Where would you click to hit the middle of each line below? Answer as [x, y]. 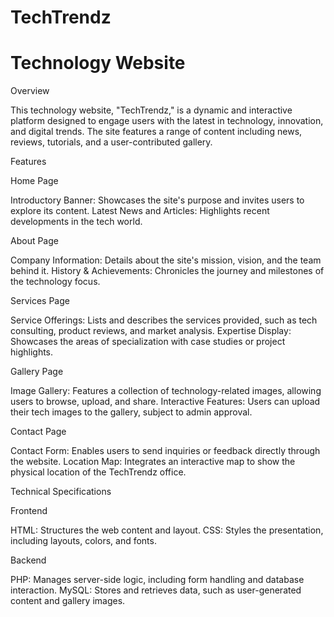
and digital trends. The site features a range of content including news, [156, 132]
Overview [30, 91]
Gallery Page [37, 372]
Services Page [40, 301]
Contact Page [38, 432]
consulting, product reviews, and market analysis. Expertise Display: [151, 331]
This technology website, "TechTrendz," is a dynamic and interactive [151, 110]
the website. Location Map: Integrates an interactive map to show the [153, 462]
